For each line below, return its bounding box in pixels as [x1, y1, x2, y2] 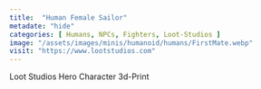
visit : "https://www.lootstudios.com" [9, 47, 156, 56]
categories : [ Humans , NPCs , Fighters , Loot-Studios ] [9, 30, 221, 39]
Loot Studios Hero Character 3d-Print [9, 71, 150, 82]
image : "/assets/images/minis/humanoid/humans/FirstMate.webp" [9, 38, 254, 48]
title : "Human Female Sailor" [9, 13, 128, 22]
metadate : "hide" [9, 22, 75, 31]
